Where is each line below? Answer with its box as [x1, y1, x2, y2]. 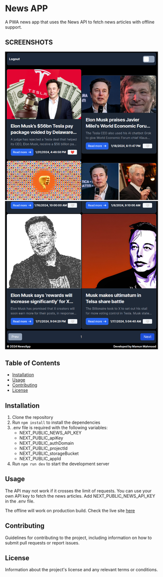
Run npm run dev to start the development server [12, 461, 110, 467]
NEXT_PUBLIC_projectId [19, 445, 68, 451]
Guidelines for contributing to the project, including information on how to [5, 535, 152, 541]
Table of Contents [5, 359, 61, 367]
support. [5, 24, 22, 30]
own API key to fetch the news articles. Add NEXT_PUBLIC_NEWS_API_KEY [5, 493, 155, 499]
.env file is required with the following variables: [12, 424, 108, 431]
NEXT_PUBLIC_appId [19, 455, 62, 461]
